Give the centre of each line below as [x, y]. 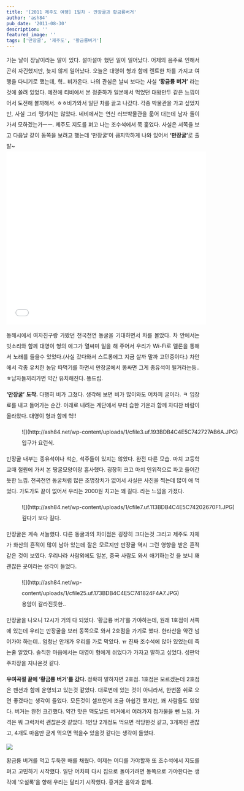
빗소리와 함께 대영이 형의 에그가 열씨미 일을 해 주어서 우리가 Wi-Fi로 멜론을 [97, 346]
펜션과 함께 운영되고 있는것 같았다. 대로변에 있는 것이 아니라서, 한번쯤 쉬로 [103, 690]
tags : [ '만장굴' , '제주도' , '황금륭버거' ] [54, 41]
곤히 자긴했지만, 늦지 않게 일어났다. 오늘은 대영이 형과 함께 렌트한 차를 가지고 [100, 71]
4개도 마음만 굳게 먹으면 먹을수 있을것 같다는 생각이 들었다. [85, 733]
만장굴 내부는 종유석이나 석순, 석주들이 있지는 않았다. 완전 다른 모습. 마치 [95, 459]
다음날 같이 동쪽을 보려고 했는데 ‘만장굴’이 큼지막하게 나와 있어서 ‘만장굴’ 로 [103, 135]
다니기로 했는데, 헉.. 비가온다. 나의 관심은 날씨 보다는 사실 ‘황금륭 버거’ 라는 [109, 81]
